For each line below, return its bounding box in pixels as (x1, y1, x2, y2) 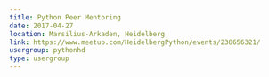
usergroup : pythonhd (9, 46, 86, 55)
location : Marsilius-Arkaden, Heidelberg (9, 29, 166, 38)
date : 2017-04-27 (9, 21, 74, 30)
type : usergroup (9, 54, 69, 63)
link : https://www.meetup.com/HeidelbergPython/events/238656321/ (9, 37, 261, 47)
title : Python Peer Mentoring (9, 12, 122, 22)
